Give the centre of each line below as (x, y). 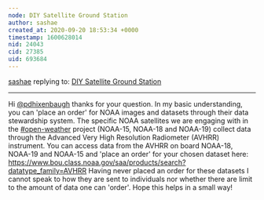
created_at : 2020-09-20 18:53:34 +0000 (73, 30)
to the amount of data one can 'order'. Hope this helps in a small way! (121, 187)
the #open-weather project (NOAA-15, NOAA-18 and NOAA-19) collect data (130, 129)
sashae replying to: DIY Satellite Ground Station (85, 81)
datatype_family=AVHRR (48, 170)
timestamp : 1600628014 (45, 37)
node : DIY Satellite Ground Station (68, 15)
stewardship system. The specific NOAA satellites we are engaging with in (128, 120)
